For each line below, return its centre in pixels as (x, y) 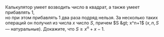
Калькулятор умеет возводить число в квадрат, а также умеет (72, 7)
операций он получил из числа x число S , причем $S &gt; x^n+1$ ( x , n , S (82, 23)
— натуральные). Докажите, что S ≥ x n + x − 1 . (55, 28)
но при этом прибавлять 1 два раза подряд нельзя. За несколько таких (81, 18)
